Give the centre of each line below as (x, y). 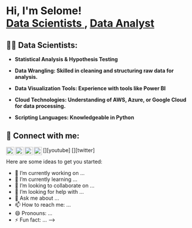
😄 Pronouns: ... (34, 213)
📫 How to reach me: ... (43, 204)
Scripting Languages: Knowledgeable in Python (74, 117)
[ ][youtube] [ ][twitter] (69, 150)
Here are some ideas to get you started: (54, 161)
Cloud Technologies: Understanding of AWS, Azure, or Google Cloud (100, 100)
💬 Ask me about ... (37, 198)
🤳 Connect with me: (43, 136)
